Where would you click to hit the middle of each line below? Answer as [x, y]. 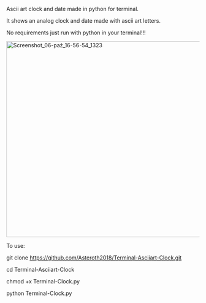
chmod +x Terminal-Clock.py [43, 281]
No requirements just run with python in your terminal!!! [76, 33]
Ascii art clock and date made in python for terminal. [73, 9]
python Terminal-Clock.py [39, 293]
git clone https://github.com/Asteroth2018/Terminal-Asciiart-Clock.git [94, 258]
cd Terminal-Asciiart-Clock [40, 270]
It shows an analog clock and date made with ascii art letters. [84, 21]
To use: [16, 246]
